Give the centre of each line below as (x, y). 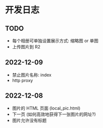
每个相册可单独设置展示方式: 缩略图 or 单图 (55, 41)
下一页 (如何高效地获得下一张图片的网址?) (54, 114)
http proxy (22, 80)
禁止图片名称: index (32, 75)
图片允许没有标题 (29, 120)
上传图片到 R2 (26, 47)
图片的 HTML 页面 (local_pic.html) (46, 108)
